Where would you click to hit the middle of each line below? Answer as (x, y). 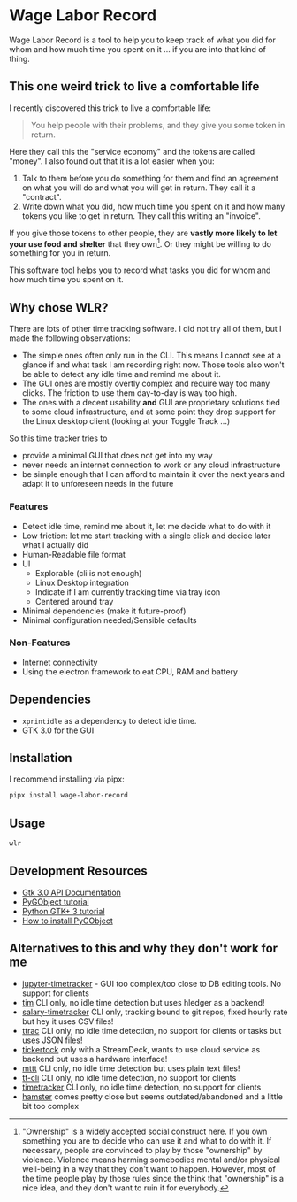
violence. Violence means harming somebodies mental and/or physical (151, 1160)
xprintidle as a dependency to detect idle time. (109, 720)
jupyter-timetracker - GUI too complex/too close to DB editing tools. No (151, 983)
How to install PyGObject (67, 921)
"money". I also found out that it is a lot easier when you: (112, 161)
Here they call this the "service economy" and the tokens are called (132, 151)
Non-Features (40, 643)
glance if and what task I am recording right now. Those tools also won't (153, 365)
